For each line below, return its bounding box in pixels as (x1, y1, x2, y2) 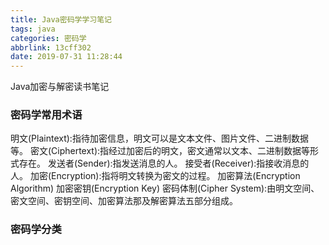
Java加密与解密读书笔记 (10, 81, 110, 93)
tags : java (10, 24, 56, 34)
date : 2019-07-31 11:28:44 (10, 52, 123, 62)
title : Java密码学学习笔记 (10, 14, 112, 25)
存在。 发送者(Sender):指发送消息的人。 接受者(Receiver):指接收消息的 (18, 157, 310, 170)
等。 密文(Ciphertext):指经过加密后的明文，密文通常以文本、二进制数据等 (10, 145, 311, 157)
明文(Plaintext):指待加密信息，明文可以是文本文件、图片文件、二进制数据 (10, 132, 309, 145)
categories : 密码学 (10, 33, 87, 43)
